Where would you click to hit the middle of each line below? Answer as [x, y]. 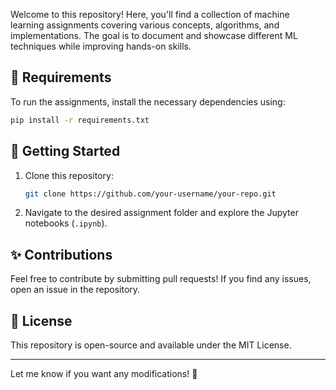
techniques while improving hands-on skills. [101, 46]
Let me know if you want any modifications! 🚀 [104, 373]
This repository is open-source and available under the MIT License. [151, 345]
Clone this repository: [69, 175]
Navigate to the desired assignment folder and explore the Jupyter [161, 213]
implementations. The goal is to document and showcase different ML [154, 35]
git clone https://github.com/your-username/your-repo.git [150, 194]
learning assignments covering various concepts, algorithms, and [145, 25]
